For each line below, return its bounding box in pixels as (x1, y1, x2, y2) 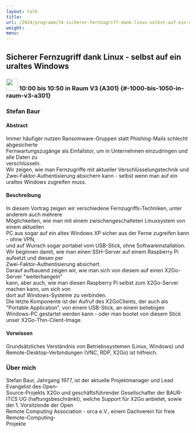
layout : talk (6, 8, 38, 15)
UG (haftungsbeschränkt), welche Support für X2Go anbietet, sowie (19, 396, 182, 403)
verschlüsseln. (6, 160, 41, 167)
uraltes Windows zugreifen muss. (6, 178, 86, 185)
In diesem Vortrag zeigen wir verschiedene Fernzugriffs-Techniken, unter (6, 205, 182, 212)
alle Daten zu (6, 153, 38, 161)
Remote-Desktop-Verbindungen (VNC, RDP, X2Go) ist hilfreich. (6, 349, 158, 356)
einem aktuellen (6, 223, 44, 230)
